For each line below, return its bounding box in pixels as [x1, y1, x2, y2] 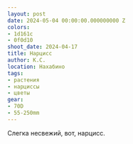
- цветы [7, 89, 31, 96]
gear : [7, 96, 23, 104]
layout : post [7, 10, 46, 18]
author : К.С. [7, 57, 46, 64]
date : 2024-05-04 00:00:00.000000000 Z [7, 17, 126, 24]
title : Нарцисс [7, 50, 53, 57]
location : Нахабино [7, 63, 65, 70]
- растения [7, 76, 40, 84]
